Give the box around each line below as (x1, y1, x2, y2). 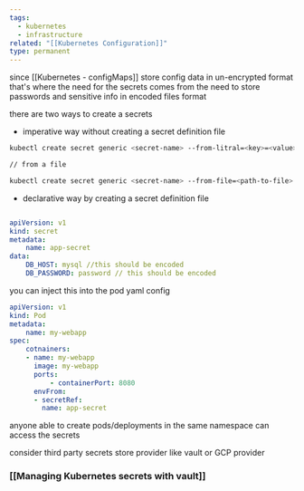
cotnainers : (25, 345, 71, 354)
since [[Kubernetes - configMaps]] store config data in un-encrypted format (9, 72, 294, 82)
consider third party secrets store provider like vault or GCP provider (9, 448, 265, 458)
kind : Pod (9, 311, 47, 320)
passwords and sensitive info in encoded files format (9, 91, 207, 102)
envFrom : (33, 387, 67, 396)
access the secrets (9, 429, 81, 440)
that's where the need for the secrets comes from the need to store (9, 82, 261, 92)
